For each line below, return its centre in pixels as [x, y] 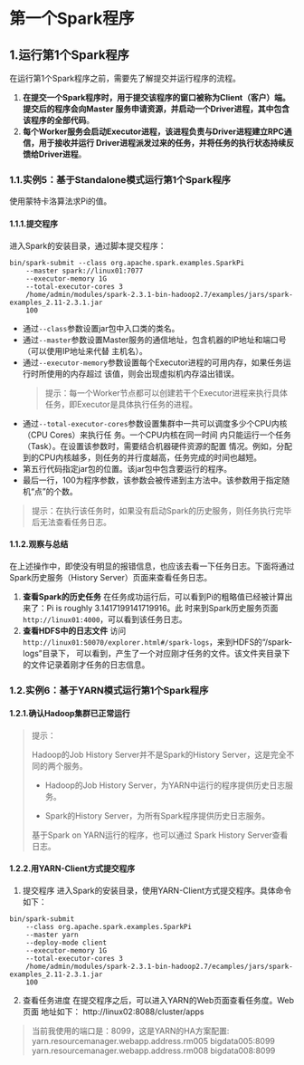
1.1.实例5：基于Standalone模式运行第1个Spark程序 [120, 179]
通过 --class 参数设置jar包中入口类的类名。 [101, 328]
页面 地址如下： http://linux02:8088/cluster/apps [113, 1012]
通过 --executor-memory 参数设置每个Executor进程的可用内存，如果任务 [152, 362]
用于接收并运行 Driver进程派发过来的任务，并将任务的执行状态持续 [162, 143]
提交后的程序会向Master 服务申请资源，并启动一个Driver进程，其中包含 [156, 109]
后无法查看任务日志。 [71, 522]
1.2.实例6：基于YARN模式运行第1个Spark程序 [109, 690]
